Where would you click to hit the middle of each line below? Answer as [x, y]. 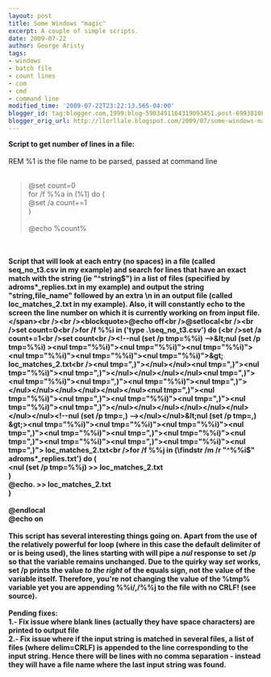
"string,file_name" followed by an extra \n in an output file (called [121, 295]
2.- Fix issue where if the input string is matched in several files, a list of [131, 638]
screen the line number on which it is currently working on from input [127, 313]
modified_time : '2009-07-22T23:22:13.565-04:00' [92, 106]
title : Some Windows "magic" [57, 23]
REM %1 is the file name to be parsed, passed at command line [113, 161]
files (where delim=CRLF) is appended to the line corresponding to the [128, 647]
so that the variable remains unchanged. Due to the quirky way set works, [134, 561]
